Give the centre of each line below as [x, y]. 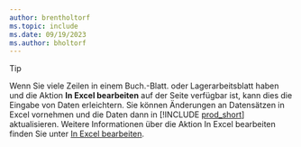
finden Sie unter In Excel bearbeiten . [77, 134]
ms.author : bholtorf [48, 43]
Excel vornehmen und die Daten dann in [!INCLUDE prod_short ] [127, 115]
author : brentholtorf [50, 18]
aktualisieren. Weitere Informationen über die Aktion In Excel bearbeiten [143, 124]
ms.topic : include [44, 26]
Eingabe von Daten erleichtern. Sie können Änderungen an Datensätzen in [147, 106]
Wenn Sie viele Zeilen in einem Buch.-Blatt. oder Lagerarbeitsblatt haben [144, 86]
